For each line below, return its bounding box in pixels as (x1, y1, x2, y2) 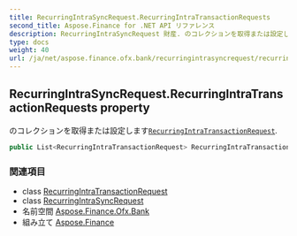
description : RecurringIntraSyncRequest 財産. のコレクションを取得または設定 (9, 29, 284, 38)
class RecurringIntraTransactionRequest (21, 186, 168, 196)
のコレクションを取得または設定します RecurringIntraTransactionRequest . (9, 125, 278, 135)
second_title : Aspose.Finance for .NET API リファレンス (9, 21, 215, 30)
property (100, 101, 150, 116)
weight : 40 (9, 46, 49, 55)
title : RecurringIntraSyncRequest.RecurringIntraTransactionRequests (9, 12, 271, 22)
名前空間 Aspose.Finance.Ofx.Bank (21, 205, 150, 217)
